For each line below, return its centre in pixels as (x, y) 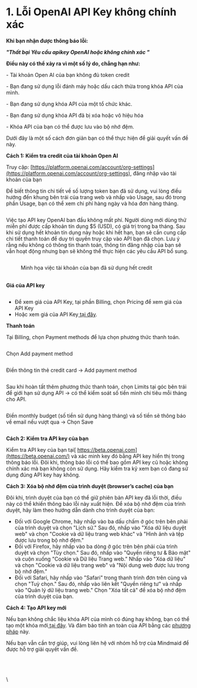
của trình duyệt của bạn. (44, 596)
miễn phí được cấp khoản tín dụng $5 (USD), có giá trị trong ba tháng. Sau (96, 226)
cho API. (16, 399)
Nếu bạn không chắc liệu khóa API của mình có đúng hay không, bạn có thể (98, 619)
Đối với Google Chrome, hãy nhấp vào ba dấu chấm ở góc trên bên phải (101, 521)
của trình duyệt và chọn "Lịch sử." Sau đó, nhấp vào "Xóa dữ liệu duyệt (100, 528)
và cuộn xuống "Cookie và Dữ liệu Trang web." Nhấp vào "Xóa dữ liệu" (100, 559)
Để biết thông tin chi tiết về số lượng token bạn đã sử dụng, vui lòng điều (94, 191)
